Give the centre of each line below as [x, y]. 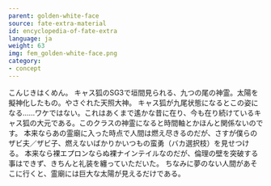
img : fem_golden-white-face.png [63, 53]
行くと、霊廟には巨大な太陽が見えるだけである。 [104, 173]
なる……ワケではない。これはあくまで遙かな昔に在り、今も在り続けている [131, 112]
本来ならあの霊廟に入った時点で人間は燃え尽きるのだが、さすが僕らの [140, 133]
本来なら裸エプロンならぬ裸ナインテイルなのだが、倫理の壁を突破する [141, 153]
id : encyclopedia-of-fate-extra [63, 31]
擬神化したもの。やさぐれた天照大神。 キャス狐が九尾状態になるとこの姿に [133, 103]
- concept [25, 69]
